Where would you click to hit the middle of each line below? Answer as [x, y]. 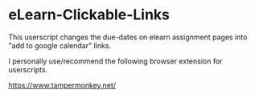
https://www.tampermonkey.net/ [62, 85]
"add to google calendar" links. [60, 45]
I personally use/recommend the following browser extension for [115, 61]
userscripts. [28, 69]
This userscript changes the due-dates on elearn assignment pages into [128, 37]
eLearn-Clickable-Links [89, 15]
